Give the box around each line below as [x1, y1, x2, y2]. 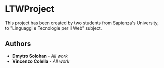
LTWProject [5, 3, 55, 15]
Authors [5, 40, 31, 48]
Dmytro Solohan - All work [12, 53, 68, 59]
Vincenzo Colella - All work [12, 58, 70, 64]
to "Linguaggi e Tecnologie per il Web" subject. [5, 25, 102, 31]
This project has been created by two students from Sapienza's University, [5, 20, 159, 26]
